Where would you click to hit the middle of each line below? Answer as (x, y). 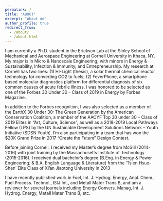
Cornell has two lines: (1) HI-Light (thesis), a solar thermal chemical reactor (80, 71)
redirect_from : (20, 28)
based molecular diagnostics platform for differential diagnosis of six (74, 81)
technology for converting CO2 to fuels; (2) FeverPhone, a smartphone (76, 77)
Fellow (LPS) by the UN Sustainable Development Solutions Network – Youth (81, 127)
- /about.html (24, 37)
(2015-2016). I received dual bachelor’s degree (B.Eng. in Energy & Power (79, 158)
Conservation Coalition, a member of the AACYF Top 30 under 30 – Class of (81, 117)
